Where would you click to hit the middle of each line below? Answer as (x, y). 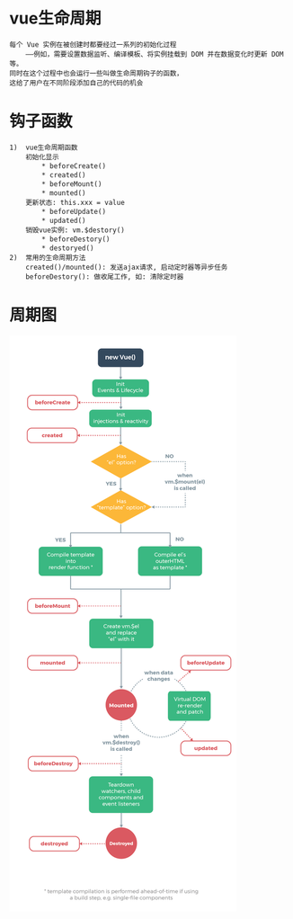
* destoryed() (68, 248)
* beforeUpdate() (74, 211)
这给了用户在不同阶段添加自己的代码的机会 (76, 83)
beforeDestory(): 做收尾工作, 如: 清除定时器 (105, 277)
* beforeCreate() (74, 166)
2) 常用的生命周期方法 (48, 257)
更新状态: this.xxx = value (75, 202)
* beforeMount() (72, 184)
